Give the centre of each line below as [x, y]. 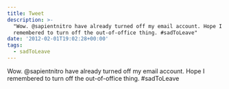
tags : [15, 45]
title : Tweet [26, 13]
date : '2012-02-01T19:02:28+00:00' [58, 39]
